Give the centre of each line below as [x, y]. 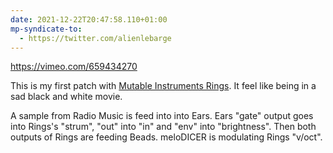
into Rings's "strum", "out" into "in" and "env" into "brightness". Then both [163, 127]
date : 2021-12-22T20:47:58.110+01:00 [89, 19]
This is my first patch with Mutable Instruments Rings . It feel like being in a [163, 86]
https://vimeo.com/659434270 [74, 67]
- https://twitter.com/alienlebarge [95, 38]
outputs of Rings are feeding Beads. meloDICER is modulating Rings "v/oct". [166, 137]
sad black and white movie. [66, 97]
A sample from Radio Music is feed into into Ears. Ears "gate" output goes [162, 116]
